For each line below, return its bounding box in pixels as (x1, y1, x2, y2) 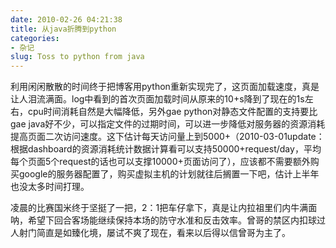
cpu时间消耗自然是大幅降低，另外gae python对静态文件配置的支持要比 (27, 106, 318, 118)
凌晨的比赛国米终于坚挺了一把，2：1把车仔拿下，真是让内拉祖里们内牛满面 (10, 202, 318, 214)
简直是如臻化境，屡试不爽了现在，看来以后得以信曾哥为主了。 (36, 227, 291, 239)
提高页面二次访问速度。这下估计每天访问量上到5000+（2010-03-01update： (10, 131, 325, 143)
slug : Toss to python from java (10, 52, 145, 62)
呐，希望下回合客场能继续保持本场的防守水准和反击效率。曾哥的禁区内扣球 (10, 214, 317, 226)
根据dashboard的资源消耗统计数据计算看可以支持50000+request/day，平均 (10, 143, 322, 155)
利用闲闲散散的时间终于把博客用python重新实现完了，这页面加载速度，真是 (10, 81, 320, 93)
